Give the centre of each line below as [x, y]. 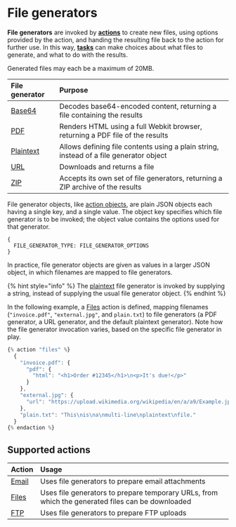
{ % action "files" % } [39, 349]
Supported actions [49, 449]
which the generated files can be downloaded [116, 502]
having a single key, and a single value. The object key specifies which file [115, 211]
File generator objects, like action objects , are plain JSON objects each [110, 204]
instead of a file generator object [113, 155]
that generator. [29, 227]
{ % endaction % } [31, 428]
